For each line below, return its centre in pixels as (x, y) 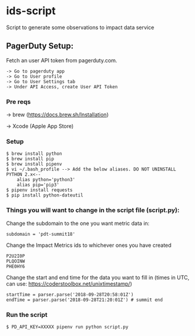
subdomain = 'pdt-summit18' (41, 234)
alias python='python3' (46, 180)
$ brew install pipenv (34, 164)
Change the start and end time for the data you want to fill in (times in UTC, (98, 277)
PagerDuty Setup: (40, 46)
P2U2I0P (16, 256)
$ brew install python (34, 154)
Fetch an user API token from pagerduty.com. (62, 60)
